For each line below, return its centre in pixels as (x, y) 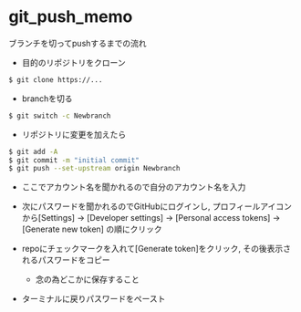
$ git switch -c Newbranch (60, 116)
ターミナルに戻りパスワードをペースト (93, 299)
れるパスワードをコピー (66, 260)
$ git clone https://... (56, 79)
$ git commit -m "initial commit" (74, 160)
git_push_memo (71, 17)
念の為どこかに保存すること (88, 279)
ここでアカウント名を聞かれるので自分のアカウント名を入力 (134, 187)
